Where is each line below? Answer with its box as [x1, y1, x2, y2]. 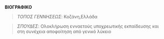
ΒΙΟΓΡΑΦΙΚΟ [5, 4, 32, 10]
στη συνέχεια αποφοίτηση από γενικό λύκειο [17, 29, 111, 34]
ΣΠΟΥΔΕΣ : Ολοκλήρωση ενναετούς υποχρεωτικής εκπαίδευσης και [17, 23, 159, 29]
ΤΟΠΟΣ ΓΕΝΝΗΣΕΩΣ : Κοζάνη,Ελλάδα [17, 14, 98, 19]
